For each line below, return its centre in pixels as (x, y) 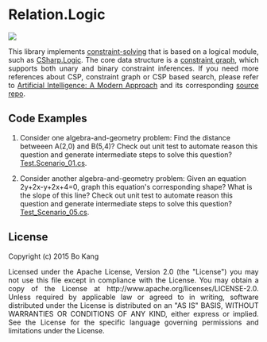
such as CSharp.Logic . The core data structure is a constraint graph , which (133, 60)
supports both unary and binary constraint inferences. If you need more (133, 68)
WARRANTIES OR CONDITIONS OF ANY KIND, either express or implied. (133, 313)
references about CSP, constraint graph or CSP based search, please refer (133, 76)
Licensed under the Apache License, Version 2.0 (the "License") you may (133, 271)
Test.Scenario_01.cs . (53, 163)
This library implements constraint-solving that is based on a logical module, (134, 51)
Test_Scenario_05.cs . (54, 212)
